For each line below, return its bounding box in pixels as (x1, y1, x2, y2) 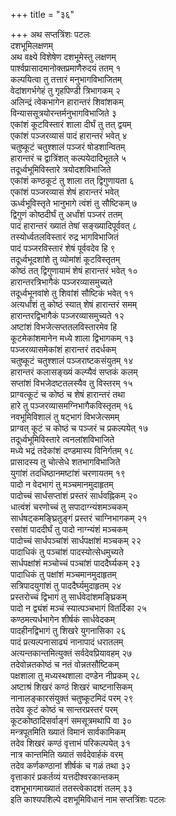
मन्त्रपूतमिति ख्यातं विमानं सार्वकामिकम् (10, 726, 127, 738)
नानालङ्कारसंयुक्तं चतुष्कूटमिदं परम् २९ (10, 692, 134, 704)
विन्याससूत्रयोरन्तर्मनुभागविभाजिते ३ (10, 107, 117, 119)
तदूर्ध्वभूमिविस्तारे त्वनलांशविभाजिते (10, 434, 115, 445)
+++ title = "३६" (10, 9, 75, 20)
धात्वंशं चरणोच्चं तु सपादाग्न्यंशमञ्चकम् (10, 501, 128, 513)
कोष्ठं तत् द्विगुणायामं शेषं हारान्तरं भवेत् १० (10, 265, 138, 276)
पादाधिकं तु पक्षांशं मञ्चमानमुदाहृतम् (10, 569, 117, 580)
